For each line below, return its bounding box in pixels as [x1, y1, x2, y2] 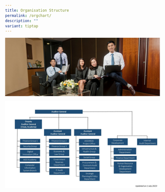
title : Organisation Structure [5, 8, 69, 13]
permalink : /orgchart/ [5, 13, 52, 18]
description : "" [5, 18, 38, 23]
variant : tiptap [5, 24, 38, 28]
